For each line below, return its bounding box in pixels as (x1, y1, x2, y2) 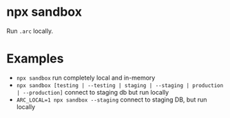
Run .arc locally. (6, 27, 53, 35)
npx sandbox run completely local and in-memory (16, 73, 156, 82)
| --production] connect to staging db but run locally (16, 88, 169, 96)
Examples (6, 51, 64, 67)
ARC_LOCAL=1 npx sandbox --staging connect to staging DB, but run (16, 95, 207, 104)
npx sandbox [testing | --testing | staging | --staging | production (16, 82, 224, 89)
